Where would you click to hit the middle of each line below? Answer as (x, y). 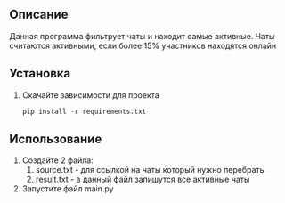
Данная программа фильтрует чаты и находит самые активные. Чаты (142, 36)
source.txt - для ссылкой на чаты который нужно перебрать (150, 170)
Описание (39, 15)
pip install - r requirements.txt (84, 111)
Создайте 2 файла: (57, 160)
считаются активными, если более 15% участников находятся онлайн (143, 45)
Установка (40, 73)
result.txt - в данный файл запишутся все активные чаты (142, 179)
